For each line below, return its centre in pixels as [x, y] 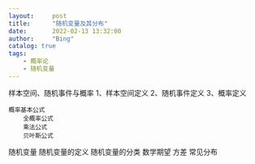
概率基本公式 [27, 110]
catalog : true [32, 46]
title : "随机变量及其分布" [58, 24]
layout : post [38, 16]
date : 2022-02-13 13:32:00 [65, 31]
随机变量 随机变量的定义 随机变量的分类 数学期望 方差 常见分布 [113, 152]
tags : [17, 54]
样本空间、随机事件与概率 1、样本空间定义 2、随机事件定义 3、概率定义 [127, 93]
